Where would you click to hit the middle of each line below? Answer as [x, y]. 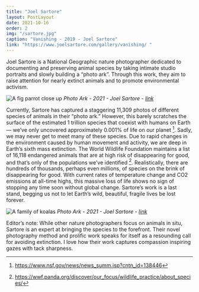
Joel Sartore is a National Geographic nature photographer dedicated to [94, 61]
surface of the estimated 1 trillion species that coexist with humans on [91, 122]
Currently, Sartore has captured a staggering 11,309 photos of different [92, 110]
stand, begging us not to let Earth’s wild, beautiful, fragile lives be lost [91, 194]
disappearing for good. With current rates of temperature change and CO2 [97, 175]
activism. [17, 87]
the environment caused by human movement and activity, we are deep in [97, 142]
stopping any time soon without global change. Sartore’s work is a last [92, 188]
